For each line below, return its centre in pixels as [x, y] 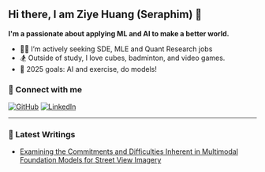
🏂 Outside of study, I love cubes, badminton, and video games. [122, 58]
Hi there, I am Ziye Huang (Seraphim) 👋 [105, 15]
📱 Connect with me [45, 89]
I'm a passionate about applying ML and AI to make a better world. [119, 33]
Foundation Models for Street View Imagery [90, 160]
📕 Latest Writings [42, 135]
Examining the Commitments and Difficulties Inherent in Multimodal [129, 151]
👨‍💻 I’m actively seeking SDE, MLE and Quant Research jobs [116, 49]
